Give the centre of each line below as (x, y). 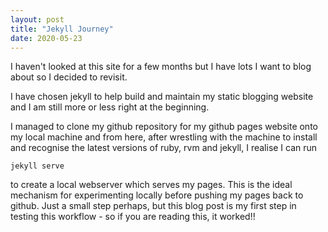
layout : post (37, 19)
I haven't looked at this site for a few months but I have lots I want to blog (161, 67)
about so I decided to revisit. (69, 77)
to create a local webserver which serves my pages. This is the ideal (151, 185)
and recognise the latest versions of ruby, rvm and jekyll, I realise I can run (164, 148)
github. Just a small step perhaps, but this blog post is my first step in (153, 206)
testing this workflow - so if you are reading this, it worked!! (133, 217)
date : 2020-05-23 (46, 38)
